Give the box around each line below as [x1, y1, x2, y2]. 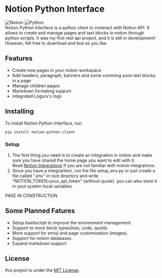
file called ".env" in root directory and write [12, 173, 99, 179]
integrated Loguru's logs [12, 93, 62, 99]
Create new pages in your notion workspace [12, 67, 101, 73]
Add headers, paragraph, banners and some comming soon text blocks [12, 72, 156, 78]
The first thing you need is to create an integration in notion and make [12, 152, 153, 158]
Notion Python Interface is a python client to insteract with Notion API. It [5, 24, 150, 30]
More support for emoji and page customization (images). [12, 230, 128, 236]
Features [5, 55, 33, 63]
